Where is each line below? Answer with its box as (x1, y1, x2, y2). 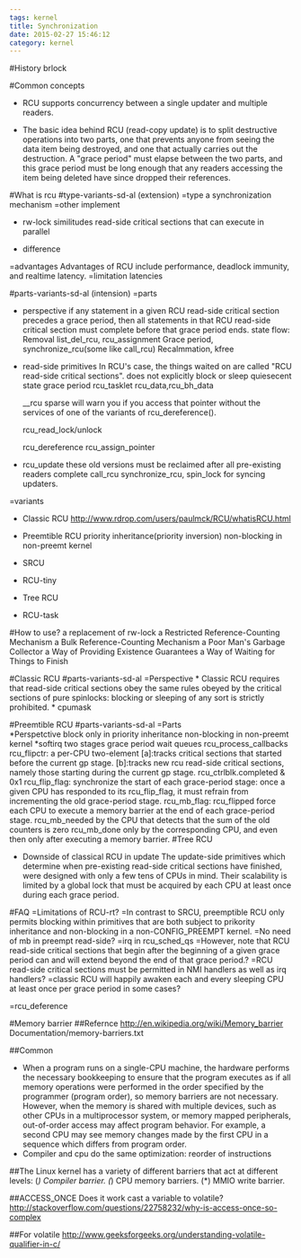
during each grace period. (22, 890, 120, 900)
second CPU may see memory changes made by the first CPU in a (22, 1130, 269, 1140)
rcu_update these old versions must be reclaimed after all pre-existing (22, 459, 281, 470)
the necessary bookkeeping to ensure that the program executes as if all (22, 1072, 291, 1083)
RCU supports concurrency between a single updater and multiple (22, 98, 268, 109)
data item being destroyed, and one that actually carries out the (22, 144, 258, 155)
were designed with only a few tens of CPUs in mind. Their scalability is (22, 871, 288, 881)
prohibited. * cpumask (9, 702, 92, 713)
